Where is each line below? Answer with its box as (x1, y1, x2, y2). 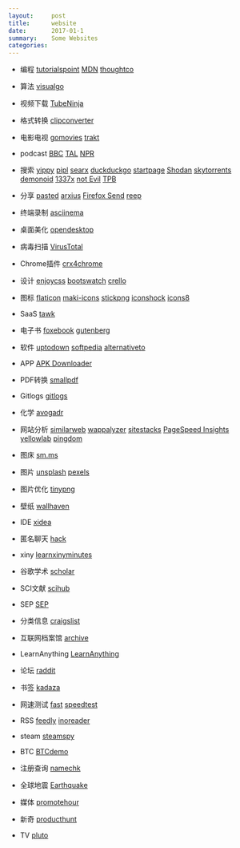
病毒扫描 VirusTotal (19, 242, 83, 252)
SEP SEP (19, 600, 50, 609)
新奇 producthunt (19, 814, 78, 824)
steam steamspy (19, 731, 74, 741)
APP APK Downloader (19, 358, 92, 369)
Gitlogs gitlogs (19, 391, 68, 401)
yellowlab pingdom (19, 434, 82, 443)
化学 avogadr (19, 408, 64, 418)
